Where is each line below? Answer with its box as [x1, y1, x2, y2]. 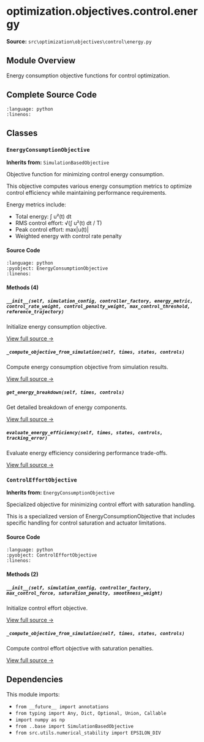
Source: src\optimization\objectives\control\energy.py [6, 37, 152, 45]
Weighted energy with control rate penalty [15, 232, 122, 240]
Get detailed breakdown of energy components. [6, 404, 127, 411]
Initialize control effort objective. [6, 604, 88, 612]
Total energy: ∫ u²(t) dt [15, 213, 72, 221]
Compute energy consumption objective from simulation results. [6, 363, 168, 370]
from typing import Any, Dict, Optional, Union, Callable [15, 710, 167, 716]
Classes [6, 128, 38, 138]
